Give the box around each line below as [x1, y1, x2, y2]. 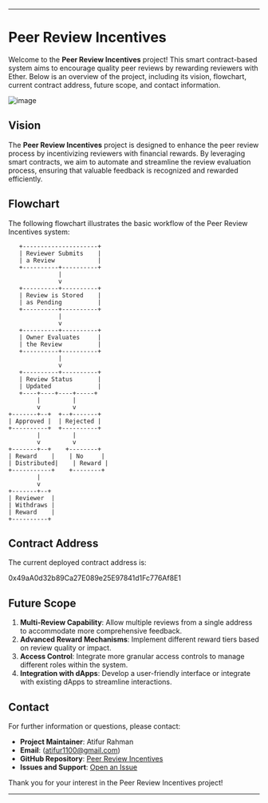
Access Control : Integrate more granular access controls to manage [19, 652, 245, 662]
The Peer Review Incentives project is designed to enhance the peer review [8, 140, 259, 149]
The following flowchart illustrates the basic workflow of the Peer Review [8, 218, 249, 228]
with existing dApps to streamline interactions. [19, 677, 172, 687]
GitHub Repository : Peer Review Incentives [19, 754, 164, 763]
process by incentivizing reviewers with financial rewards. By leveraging [8, 149, 246, 158]
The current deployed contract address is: [8, 558, 147, 567]
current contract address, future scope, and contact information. [8, 80, 221, 89]
